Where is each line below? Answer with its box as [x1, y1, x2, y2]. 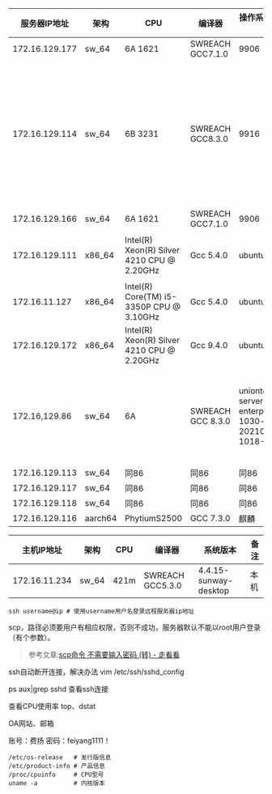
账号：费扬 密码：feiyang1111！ [8, 736, 111, 745]
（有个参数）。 [8, 633, 55, 642]
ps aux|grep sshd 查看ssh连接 [8, 684, 109, 694]
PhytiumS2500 [125, 513, 183, 524]
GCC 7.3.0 [189, 513, 231, 524]
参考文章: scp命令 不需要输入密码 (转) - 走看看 [28, 650, 181, 659]
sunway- [198, 575, 233, 586]
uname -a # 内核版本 [8, 779, 105, 788]
